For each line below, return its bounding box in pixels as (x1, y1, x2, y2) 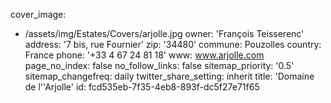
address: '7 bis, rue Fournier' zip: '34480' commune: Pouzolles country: (24, 39, 322, 50)
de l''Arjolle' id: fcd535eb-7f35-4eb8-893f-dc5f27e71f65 (24, 81, 260, 93)
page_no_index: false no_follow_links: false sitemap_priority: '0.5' (24, 60, 295, 71)
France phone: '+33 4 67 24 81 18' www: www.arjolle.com (24, 49, 265, 61)
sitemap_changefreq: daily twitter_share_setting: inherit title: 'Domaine (24, 70, 315, 82)
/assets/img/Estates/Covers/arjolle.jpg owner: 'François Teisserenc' (24, 28, 305, 39)
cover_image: (10, 9, 67, 20)
